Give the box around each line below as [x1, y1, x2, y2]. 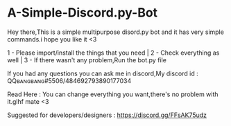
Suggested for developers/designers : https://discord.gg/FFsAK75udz [7, 111, 207, 119]
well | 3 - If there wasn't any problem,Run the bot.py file [7, 55, 166, 64]
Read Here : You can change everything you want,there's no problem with [7, 90, 219, 98]
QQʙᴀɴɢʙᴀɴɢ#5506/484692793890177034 [7, 76, 132, 84]
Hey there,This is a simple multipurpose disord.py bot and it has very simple [7, 28, 224, 36]
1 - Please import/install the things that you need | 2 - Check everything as [7, 48, 220, 57]
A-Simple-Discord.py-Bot [7, 5, 158, 21]
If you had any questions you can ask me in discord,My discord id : [7, 69, 199, 78]
